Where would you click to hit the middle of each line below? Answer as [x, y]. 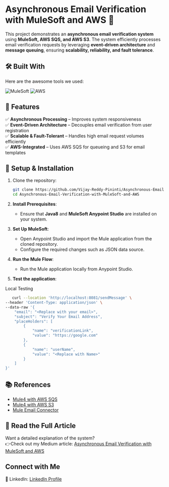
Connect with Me [33, 467]
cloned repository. [39, 244]
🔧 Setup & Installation [40, 168]
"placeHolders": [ [34, 321]
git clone [23, 190]
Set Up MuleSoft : [31, 229]
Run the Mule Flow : [33, 259]
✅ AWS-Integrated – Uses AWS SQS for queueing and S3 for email [75, 147]
